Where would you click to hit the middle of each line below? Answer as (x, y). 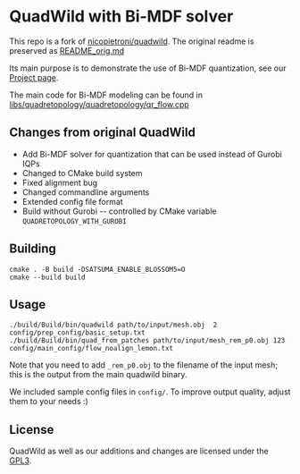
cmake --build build (48, 277)
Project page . (34, 77)
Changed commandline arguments (86, 192)
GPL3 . (21, 461)
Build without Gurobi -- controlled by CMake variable (119, 211)
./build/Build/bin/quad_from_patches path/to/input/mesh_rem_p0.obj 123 (147, 341)
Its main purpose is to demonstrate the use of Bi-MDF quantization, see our (148, 68)
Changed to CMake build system (82, 173)
